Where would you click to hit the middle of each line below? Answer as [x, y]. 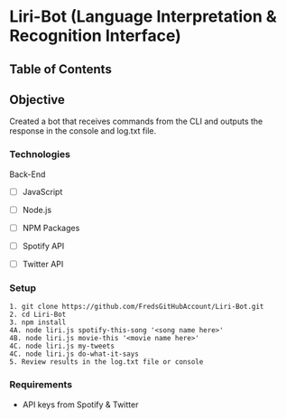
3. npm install [38, 322]
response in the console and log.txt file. [83, 131]
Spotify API [43, 246]
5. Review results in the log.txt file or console [106, 362]
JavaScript [42, 191]
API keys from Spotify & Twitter [80, 405]
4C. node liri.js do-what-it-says [74, 354]
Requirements [41, 385]
